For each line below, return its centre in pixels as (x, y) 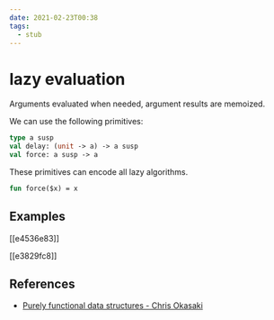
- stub (30, 34)
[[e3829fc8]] (33, 256)
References (42, 284)
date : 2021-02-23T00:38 (54, 18)
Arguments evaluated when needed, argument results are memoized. (137, 104)
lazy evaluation (67, 79)
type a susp (31, 138)
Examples (37, 217)
